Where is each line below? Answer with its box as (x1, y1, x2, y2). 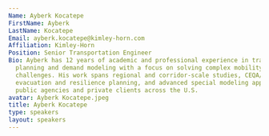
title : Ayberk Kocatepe (8, 101, 88, 109)
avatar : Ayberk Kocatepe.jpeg (8, 94, 110, 102)
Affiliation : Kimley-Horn (8, 42, 94, 50)
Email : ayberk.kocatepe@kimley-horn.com (8, 34, 146, 42)
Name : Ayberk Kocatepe (8, 11, 84, 20)
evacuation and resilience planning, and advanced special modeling (15, 78, 249, 86)
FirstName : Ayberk (8, 19, 70, 27)
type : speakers (8, 109, 59, 117)
